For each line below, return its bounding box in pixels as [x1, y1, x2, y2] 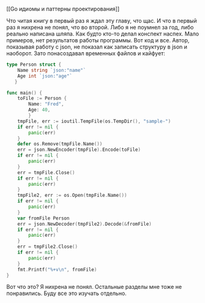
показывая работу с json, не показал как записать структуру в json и [6, 43, 188, 50]
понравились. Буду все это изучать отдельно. [6, 290, 127, 297]
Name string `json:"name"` [17, 67, 86, 73]
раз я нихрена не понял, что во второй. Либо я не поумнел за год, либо [6, 24, 194, 31]
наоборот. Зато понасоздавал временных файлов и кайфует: [6, 50, 165, 57]
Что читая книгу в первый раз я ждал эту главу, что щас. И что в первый [6, 17, 197, 24]
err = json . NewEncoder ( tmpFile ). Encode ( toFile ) [17, 147, 141, 153]
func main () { [6, 90, 43, 96]
